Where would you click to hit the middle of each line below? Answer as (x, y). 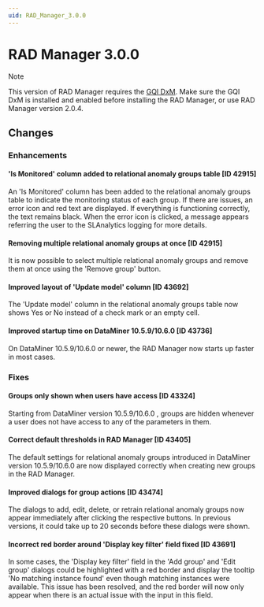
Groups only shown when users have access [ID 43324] (102, 396)
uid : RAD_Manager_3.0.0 (47, 15)
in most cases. (32, 357)
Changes (31, 133)
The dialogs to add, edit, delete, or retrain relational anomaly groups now (126, 509)
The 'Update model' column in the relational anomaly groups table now (123, 305)
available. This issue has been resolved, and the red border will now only (126, 587)
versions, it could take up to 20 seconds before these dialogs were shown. (129, 526)
